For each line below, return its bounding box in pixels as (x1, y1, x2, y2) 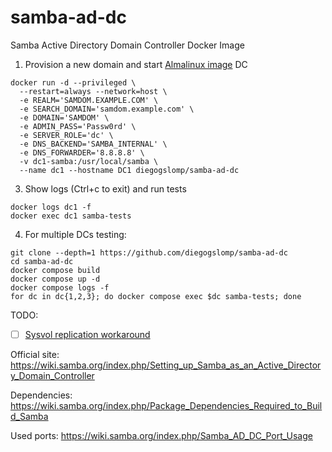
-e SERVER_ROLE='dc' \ (19, 130, 114, 140)
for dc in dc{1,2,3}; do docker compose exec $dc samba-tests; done (10, 291, 302, 301)
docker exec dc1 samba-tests (10, 211, 132, 221)
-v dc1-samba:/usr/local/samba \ (19, 156, 159, 166)
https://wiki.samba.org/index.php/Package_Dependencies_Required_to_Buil (10, 400, 323, 411)
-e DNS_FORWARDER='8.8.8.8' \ (19, 147, 145, 158)
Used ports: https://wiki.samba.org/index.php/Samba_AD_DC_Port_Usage (10, 430, 313, 441)
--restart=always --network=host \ (19, 86, 168, 96)
